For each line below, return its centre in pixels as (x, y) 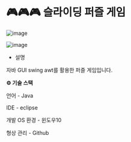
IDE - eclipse (22, 107)
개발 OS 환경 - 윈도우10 (34, 120)
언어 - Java (20, 95)
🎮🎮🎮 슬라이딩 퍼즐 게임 (66, 12)
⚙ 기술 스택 (20, 82)
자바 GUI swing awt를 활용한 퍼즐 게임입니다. (59, 70)
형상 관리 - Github (28, 132)
